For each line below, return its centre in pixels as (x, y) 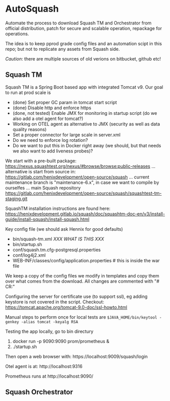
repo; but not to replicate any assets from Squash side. (63, 49)
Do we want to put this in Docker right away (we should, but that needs (87, 145)
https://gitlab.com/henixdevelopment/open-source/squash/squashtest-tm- (83, 193)
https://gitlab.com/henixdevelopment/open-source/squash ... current (77, 177)
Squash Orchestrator (39, 392)
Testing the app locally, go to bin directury (49, 331)
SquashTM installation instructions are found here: (58, 208)
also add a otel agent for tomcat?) (48, 118)
